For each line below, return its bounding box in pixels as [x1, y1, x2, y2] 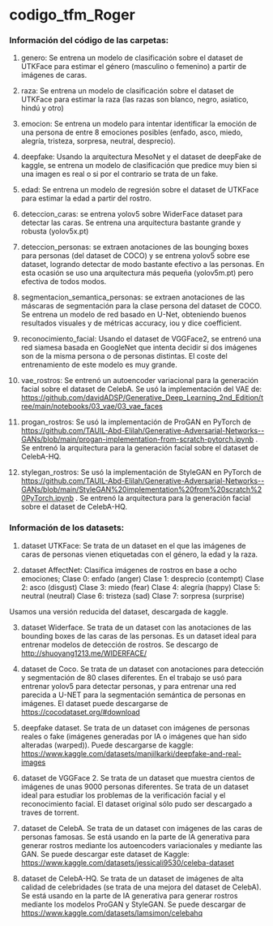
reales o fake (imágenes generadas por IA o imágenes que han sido [20, 731, 247, 741]
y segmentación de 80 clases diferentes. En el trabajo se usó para [20, 672, 242, 683]
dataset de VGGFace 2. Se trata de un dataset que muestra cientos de [20, 773, 255, 782]
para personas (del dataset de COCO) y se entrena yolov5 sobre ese [20, 251, 250, 261]
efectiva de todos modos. [20, 277, 107, 286]
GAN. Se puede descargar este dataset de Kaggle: [20, 849, 190, 859]
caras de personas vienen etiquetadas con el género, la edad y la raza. [20, 549, 258, 559]
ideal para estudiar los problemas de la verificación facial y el [20, 790, 226, 800]
